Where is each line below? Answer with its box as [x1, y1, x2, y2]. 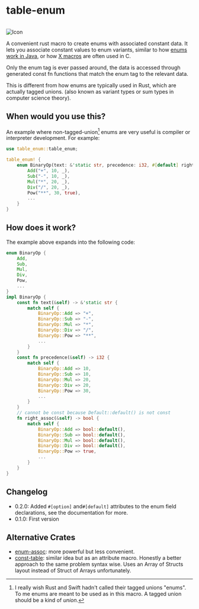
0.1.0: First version [14, 515, 59, 522]
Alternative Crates [6, 532, 76, 543]
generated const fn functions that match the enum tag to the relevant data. [6, 70, 188, 77]
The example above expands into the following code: [6, 238, 135, 245]
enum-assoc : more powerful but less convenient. [14, 548, 135, 555]
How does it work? [6, 223, 76, 233]
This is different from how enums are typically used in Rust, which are [6, 81, 176, 89]
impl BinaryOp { [6, 294, 46, 300]
